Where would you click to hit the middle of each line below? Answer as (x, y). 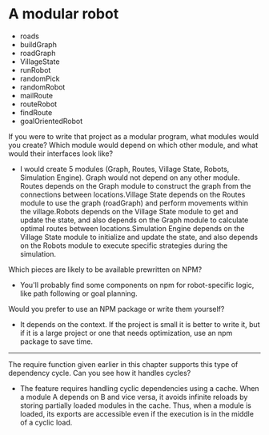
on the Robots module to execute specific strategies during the (124, 245)
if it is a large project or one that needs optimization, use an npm (126, 333)
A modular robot (64, 14)
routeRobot (38, 104)
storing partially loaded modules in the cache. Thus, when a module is (136, 405)
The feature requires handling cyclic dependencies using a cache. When (139, 388)
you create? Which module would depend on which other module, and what (133, 145)
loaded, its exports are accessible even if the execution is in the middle (137, 413)
